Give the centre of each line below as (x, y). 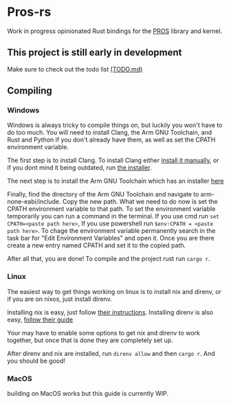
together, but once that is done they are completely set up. (90, 340)
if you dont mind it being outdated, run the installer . (80, 168)
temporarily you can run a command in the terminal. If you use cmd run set (113, 216)
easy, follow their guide (40, 319)
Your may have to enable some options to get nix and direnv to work (104, 333)
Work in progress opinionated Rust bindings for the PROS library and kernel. (115, 31)
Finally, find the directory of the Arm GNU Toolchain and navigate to (103, 194)
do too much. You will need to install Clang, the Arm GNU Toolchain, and (110, 133)
